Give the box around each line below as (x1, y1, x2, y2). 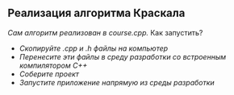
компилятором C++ (19, 60, 88, 70)
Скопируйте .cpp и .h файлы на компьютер (19, 43, 169, 53)
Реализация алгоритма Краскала (7, 6, 186, 20)
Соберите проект (19, 68, 80, 79)
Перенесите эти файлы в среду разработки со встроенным (19, 52, 227, 61)
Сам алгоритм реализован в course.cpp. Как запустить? (7, 27, 203, 37)
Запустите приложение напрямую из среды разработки (19, 77, 215, 87)
